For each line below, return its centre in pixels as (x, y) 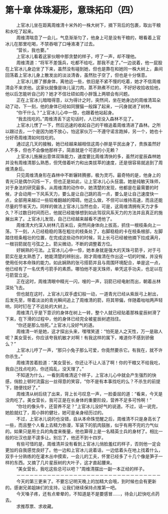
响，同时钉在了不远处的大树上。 (38, 306)
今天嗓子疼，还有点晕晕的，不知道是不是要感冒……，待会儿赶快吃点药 (88, 493)
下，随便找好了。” (23, 387)
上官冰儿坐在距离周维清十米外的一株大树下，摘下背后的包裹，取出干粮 (88, 25)
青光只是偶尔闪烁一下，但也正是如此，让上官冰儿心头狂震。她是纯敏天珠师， (84, 181)
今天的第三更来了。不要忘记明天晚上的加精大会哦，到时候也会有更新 (86, 481)
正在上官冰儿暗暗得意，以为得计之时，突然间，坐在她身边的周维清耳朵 (88, 100)
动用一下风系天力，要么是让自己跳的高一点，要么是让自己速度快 (88, 193)
